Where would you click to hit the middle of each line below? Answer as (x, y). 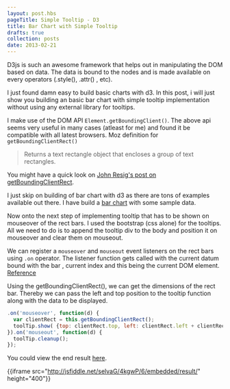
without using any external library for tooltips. (71, 107)
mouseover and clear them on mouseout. (65, 238)
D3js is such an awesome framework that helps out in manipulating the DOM (115, 65)
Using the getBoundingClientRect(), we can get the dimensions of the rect (111, 286)
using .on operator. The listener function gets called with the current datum (113, 258)
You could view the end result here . (57, 358)
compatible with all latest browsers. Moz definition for (83, 135)
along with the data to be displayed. (57, 301)
